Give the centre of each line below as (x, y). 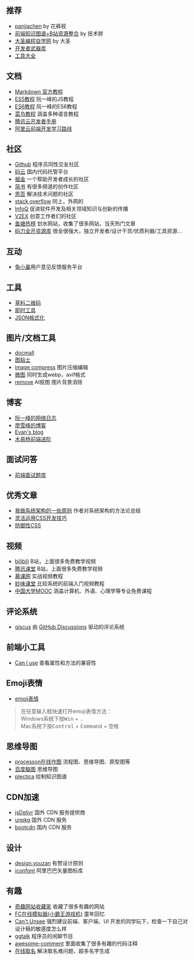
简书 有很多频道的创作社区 (46, 187)
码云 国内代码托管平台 (41, 172)
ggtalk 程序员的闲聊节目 (44, 936)
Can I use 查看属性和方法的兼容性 (55, 663)
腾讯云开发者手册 (35, 121)
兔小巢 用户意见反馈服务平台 (48, 267)
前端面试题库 (30, 475)
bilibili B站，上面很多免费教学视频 (55, 561)
